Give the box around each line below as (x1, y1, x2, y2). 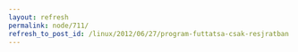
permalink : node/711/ (8, 21, 89, 30)
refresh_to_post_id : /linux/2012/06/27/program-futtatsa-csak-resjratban (8, 29, 290, 38)
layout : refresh (8, 12, 69, 22)
